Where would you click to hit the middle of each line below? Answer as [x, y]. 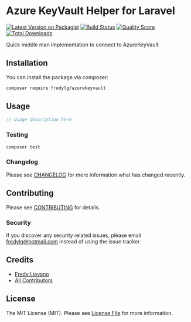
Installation [27, 63]
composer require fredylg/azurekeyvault [56, 88]
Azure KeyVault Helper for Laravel [91, 11]
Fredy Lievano [32, 274]
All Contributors [33, 280]
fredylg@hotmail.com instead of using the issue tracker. [74, 241]
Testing [17, 135]
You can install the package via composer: [57, 77]
